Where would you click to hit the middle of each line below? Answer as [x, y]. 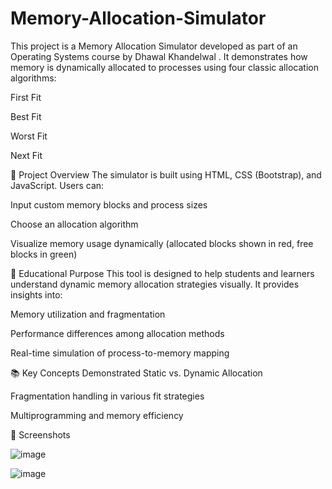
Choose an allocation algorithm [74, 224]
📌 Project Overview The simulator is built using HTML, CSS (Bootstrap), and [166, 174]
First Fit [26, 97]
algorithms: [33, 78]
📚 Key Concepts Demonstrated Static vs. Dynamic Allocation [136, 373]
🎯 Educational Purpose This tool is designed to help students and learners [162, 273]
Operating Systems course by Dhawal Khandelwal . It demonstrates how [159, 56]
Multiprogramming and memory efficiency [97, 415]
